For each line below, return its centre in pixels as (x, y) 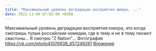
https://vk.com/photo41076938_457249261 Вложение (60, 43)
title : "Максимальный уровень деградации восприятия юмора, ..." (73, 9)
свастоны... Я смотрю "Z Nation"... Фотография (54, 38)
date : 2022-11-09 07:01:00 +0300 (39, 14)
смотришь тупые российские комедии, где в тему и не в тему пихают (78, 33)
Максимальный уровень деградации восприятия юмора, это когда (75, 28)
